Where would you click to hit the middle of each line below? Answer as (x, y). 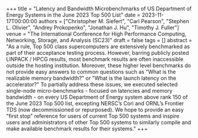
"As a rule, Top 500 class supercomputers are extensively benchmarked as (98, 46)
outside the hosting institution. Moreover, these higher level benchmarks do (99, 65)
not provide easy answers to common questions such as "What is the (91, 72)
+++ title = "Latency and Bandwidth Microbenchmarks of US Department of (99, 9)
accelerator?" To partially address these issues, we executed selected (92, 84)
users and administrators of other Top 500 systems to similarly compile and (99, 122)
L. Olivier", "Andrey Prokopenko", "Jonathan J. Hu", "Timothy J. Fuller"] (93, 27)
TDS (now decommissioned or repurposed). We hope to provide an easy (95, 110)
